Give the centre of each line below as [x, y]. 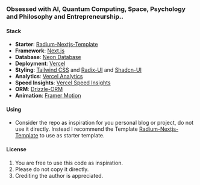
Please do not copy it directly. [52, 169]
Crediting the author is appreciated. [59, 175]
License [17, 149]
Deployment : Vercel [40, 64]
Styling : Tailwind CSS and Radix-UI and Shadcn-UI [78, 70]
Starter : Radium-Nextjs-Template [56, 45]
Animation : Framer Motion [48, 96]
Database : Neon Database [48, 57]
